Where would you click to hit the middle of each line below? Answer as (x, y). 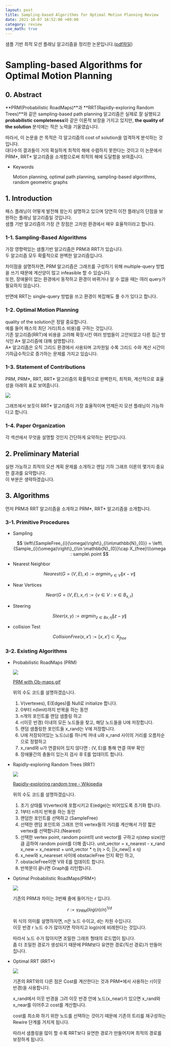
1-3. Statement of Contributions (45, 367)
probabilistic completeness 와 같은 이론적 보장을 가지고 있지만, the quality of (84, 120)
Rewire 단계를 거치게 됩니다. (41, 1022)
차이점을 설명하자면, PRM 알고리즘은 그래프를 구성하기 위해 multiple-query (80, 266)
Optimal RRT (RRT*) (34, 961)
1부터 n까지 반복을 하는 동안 (48, 811)
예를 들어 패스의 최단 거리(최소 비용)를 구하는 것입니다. (59, 328)
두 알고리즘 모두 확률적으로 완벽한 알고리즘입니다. (54, 256)
